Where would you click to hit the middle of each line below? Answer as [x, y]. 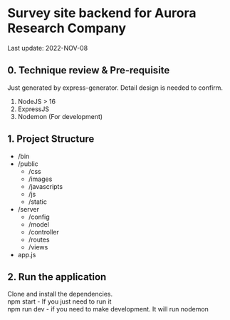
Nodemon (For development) [60, 116]
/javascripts [45, 186]
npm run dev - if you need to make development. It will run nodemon [108, 309]
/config [39, 217]
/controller [43, 232]
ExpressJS [33, 109]
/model [39, 224]
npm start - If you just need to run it [59, 301]
